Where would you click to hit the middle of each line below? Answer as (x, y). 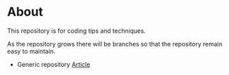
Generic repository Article (53, 64)
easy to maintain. (32, 51)
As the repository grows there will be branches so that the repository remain (115, 44)
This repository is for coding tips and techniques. (76, 31)
